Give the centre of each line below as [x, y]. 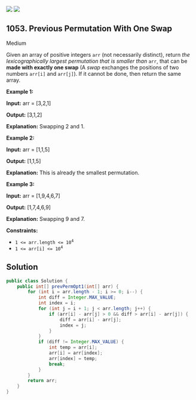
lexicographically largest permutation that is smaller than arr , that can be [97, 61]
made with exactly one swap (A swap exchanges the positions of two [93, 67]
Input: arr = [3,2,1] [29, 103]
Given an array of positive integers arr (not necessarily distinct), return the [98, 54]
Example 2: [20, 138]
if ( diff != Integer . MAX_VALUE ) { [81, 342]
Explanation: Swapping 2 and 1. [45, 126]
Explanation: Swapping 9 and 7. [46, 219]
